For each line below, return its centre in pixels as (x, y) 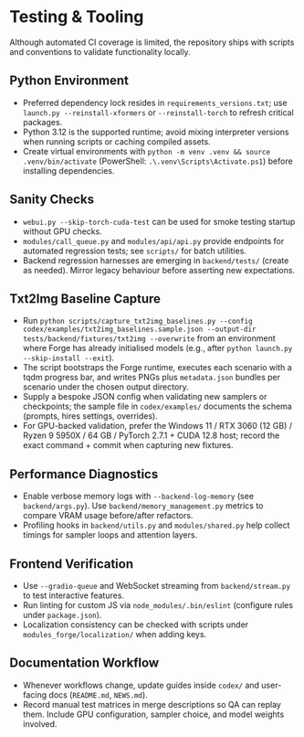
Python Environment (69, 81)
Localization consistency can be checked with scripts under (136, 625)
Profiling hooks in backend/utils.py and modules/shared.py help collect (156, 525)
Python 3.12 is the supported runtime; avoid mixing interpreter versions (156, 132)
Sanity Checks (52, 200)
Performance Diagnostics (84, 474)
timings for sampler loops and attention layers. (110, 535)
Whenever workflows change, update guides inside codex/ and (141, 685)
